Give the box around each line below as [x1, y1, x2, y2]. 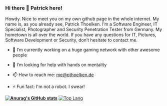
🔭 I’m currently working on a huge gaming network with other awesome [12, 47, 160, 53]
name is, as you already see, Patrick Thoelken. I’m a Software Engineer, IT [5, 21, 157, 27]
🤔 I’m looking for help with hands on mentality [12, 62, 107, 68]
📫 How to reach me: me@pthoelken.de [12, 72, 94, 78]
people [12, 52, 27, 58]
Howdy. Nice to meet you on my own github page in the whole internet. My [5, 16, 159, 22]
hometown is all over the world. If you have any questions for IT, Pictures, [5, 32, 156, 38]
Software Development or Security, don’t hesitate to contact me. [5, 37, 138, 43]
